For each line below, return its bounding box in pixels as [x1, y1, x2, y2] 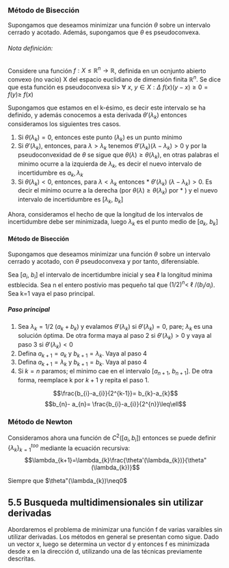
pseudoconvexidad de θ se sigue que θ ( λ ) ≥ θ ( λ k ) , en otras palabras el [17, 151, 219, 160]
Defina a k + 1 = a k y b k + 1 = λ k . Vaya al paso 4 [17, 349, 148, 359]
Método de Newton [8, 417, 72, 426]
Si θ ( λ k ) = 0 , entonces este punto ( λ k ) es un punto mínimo [17, 133, 183, 143]
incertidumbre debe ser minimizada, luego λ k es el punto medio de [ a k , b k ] [8, 217, 218, 227]
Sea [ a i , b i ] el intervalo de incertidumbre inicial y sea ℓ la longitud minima [8, 270, 213, 280]
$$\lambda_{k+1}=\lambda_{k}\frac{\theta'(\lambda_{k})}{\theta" [24, 456, 207, 465]
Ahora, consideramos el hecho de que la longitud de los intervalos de [8, 210, 204, 218]
